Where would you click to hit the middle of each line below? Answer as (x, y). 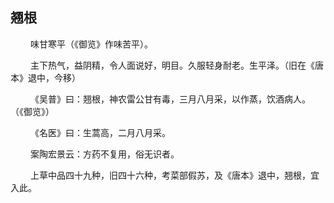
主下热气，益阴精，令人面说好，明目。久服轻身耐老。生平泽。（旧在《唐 (176, 65)
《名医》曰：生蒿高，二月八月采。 (100, 132)
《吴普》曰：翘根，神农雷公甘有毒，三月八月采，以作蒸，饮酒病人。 (170, 99)
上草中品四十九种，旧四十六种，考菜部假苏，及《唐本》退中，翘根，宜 (174, 175)
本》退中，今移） (45, 77)
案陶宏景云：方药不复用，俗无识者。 (104, 154)
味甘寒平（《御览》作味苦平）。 (91, 44)
